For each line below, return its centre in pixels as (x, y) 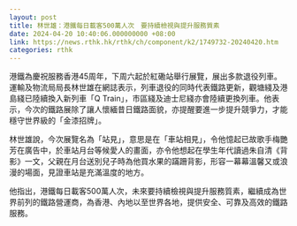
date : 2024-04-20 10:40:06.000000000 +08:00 (92, 34)
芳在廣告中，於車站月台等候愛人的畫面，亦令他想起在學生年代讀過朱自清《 (145, 150)
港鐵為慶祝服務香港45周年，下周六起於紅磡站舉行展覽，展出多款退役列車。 (146, 77)
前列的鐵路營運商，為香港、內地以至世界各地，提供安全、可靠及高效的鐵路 (152, 202)
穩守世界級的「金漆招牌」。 (57, 121)
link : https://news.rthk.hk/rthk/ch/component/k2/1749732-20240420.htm (144, 42)
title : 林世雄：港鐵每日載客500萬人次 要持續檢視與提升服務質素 (114, 26)
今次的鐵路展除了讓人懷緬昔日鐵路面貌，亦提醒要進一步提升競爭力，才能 (156, 109)
